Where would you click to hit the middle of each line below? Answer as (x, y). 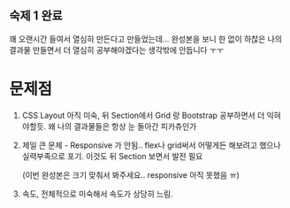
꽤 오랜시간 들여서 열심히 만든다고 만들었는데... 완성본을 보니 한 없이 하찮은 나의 (146, 39)
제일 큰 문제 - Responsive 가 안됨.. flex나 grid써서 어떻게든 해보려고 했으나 (151, 145)
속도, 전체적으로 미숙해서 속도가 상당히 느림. (98, 194)
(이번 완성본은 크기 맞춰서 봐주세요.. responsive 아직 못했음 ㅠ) (131, 174)
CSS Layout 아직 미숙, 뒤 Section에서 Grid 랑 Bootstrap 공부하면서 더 (143, 115)
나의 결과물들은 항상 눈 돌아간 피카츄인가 (127, 126)
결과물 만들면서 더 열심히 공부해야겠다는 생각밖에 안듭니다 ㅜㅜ (117, 50)
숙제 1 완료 (36, 16)
